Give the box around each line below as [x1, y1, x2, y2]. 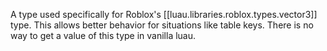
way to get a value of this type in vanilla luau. [10, 30, 197, 41]
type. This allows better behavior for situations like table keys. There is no [10, 19, 314, 31]
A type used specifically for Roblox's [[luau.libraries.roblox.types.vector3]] [10, 9, 318, 20]
